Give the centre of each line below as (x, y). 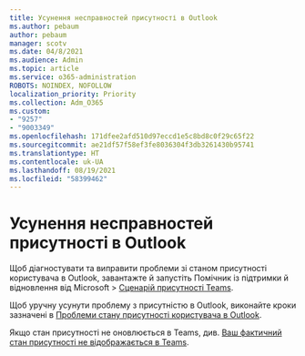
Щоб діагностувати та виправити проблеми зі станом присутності (138, 269)
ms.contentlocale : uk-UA (56, 162)
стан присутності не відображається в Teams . (99, 342)
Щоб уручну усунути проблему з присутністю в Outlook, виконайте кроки (153, 305)
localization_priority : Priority (73, 94)
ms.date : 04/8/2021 (46, 52)
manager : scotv (38, 43)
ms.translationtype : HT (55, 153)
